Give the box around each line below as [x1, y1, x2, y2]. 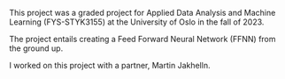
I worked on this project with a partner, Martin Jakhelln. [9, 61, 211, 70]
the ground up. [9, 43, 64, 54]
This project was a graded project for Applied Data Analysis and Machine [9, 8, 276, 18]
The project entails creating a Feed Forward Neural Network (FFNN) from [9, 34, 276, 44]
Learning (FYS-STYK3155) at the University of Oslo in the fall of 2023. [9, 17, 265, 27]
